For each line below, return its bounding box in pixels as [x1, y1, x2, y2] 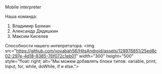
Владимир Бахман [12, 23, 51, 29]
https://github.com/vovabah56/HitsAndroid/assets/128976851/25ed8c [16, 48, 157, 54]
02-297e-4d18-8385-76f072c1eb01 [5, 53, 76, 59]
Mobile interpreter [5, 4, 41, 10]
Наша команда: [5, 14, 38, 19]
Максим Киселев [12, 34, 48, 39]
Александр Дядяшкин [12, 28, 59, 34]
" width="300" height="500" [75, 53, 134, 59]
